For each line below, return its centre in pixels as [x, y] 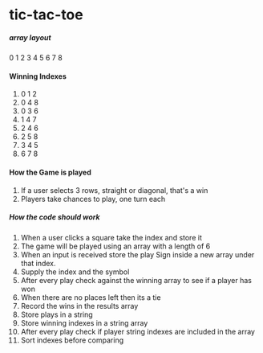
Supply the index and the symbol [75, 272]
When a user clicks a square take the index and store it [111, 237]
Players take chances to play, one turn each [93, 199]
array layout [30, 37]
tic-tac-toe [46, 15]
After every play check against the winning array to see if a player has [136, 280]
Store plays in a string [57, 314]
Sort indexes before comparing [72, 340]
